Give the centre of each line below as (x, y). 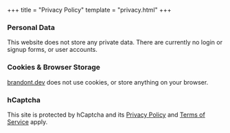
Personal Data (31, 27)
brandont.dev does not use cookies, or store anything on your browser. (108, 82)
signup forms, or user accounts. (53, 50)
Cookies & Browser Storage (54, 68)
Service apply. (27, 121)
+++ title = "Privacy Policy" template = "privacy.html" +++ (89, 10)
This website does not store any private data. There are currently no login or (115, 42)
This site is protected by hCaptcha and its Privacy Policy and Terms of (106, 115)
